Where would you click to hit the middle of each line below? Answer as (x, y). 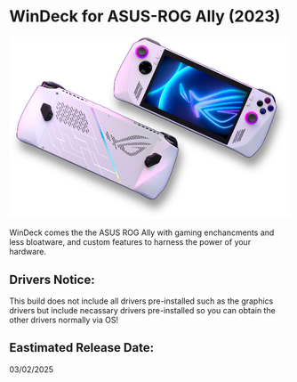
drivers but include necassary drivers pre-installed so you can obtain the (142, 310)
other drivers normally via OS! (64, 320)
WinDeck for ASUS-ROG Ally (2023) (145, 16)
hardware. (28, 252)
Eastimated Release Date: (81, 348)
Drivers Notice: (52, 279)
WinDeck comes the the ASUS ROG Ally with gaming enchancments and (142, 232)
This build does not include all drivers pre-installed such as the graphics (141, 301)
